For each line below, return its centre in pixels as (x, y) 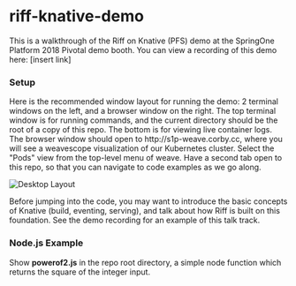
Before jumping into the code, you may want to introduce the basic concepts (148, 201)
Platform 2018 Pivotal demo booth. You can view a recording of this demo (143, 49)
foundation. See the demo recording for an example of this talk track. (135, 220)
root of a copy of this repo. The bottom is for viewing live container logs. (140, 130)
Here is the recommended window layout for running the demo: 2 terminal (144, 102)
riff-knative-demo (76, 16)
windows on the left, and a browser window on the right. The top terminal (143, 111)
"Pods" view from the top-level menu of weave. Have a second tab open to (146, 158)
